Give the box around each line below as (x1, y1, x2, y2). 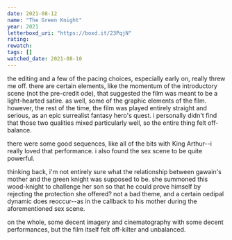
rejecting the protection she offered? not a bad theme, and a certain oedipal (7, 189, 224, 198)
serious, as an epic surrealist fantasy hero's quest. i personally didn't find (7, 111, 217, 119)
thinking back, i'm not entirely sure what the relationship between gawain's (7, 167, 222, 175)
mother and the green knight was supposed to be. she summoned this (7, 175, 208, 183)
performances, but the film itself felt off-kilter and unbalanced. (7, 225, 186, 233)
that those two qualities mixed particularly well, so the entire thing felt (7, 119, 206, 127)
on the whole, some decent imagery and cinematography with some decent (7, 218, 224, 226)
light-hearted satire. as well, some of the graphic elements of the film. (7, 96, 207, 105)
